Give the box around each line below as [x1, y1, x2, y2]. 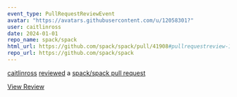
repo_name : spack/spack [7, 37, 78, 44]
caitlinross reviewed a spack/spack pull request [7, 68, 146, 77]
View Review [7, 82, 44, 91]
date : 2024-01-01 [7, 30, 59, 37]
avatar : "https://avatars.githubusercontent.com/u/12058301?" [7, 17, 194, 24]
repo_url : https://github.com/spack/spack [7, 50, 134, 57]
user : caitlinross [7, 23, 61, 30]
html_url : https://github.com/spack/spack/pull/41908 [7, 43, 169, 50]
